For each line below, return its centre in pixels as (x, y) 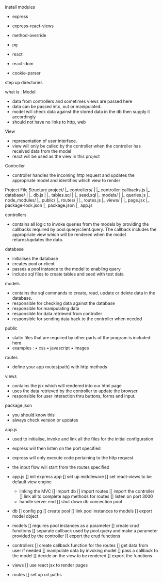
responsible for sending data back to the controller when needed (77, 319)
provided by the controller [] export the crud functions (66, 536)
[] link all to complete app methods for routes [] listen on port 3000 (86, 496)
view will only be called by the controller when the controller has (76, 146)
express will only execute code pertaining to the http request (73, 458)
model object (25, 516)
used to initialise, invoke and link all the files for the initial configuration (83, 439)
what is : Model (20, 92)
